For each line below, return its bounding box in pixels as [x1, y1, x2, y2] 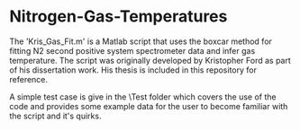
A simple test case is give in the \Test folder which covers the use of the [9, 91, 277, 102]
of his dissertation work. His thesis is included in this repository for [9, 65, 257, 75]
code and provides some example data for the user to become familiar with [9, 100, 288, 111]
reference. [9, 74, 48, 84]
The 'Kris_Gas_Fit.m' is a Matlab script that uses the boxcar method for [9, 36, 273, 47]
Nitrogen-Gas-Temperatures [9, 6, 228, 27]
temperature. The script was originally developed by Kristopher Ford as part [9, 55, 291, 65]
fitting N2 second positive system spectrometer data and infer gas [9, 45, 256, 56]
